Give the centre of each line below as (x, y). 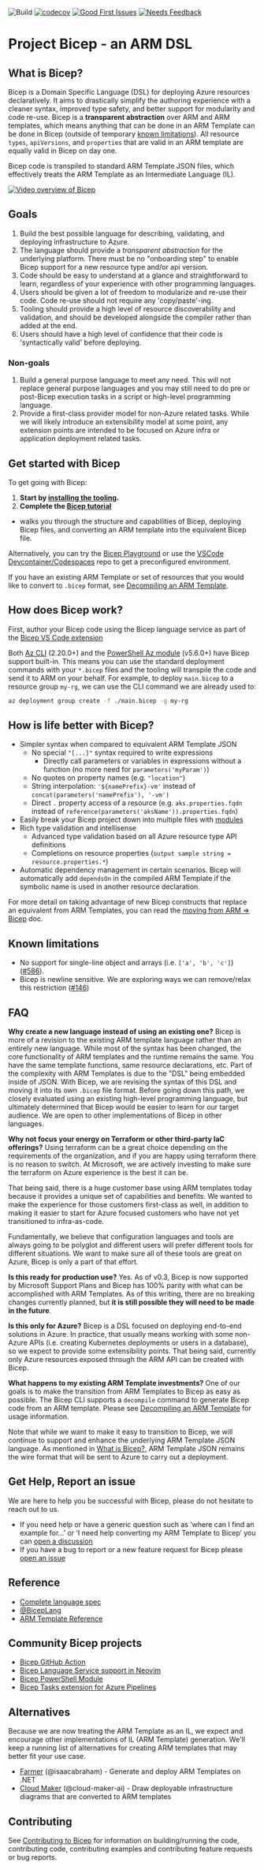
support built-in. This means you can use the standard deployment (116, 661)
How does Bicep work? (66, 610)
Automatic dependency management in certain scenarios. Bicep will (130, 870)
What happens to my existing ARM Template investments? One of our (124, 1383)
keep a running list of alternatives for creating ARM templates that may (123, 1748)
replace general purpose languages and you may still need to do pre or (135, 388)
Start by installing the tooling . (69, 498)
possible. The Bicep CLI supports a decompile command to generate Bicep (129, 1400)
